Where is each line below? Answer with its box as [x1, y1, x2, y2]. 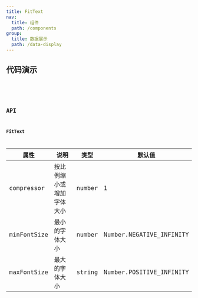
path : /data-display [11, 42, 62, 48]
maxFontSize [9, 268, 48, 276]
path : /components [11, 25, 57, 31]
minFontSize [9, 231, 48, 239]
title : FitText [6, 8, 44, 15]
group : [6, 31, 22, 37]
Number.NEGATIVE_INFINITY [103, 231, 189, 239]
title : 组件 [11, 19, 39, 25]
